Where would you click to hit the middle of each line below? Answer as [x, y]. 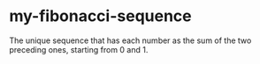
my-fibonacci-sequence [100, 16]
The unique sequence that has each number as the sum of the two [130, 40]
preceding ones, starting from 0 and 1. [79, 49]
